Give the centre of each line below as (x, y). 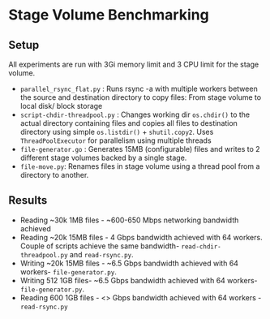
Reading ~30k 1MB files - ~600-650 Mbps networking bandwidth (129, 220)
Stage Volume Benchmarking (109, 15)
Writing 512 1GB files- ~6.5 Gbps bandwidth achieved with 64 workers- (139, 280)
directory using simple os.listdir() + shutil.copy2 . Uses (117, 132)
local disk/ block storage (61, 106)
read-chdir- (201, 246)
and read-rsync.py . (101, 254)
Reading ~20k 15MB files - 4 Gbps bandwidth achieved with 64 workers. (141, 237)
